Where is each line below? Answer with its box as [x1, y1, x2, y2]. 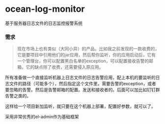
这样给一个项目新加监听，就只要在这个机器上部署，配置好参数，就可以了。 [5, 103, 156, 109]
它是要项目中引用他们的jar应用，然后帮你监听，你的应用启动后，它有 [17, 52, 156, 58]
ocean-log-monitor [5, 3, 85, 15]
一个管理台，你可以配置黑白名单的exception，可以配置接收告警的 [17, 58, 149, 64]
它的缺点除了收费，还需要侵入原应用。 [26, 64, 104, 70]
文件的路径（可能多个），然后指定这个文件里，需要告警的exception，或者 [9, 81, 156, 87]
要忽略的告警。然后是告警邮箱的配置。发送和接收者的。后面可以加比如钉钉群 [5, 87, 160, 93]
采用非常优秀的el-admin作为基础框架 [5, 114, 80, 120]
